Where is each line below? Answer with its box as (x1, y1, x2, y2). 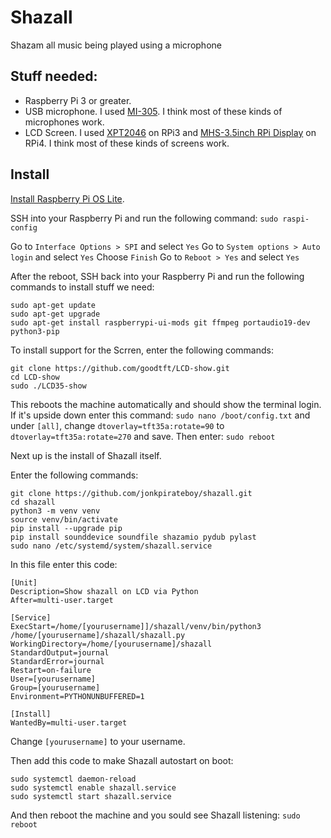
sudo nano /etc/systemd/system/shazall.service (10, 541, 213, 551)
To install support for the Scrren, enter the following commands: (10, 344, 274, 356)
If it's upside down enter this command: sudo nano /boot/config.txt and (10, 409, 311, 421)
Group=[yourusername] (10, 682, 101, 693)
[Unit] (10, 577, 38, 588)
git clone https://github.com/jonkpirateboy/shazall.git (10, 488, 253, 498)
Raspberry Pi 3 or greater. (24, 94, 132, 106)
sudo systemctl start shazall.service (10, 791, 172, 801)
